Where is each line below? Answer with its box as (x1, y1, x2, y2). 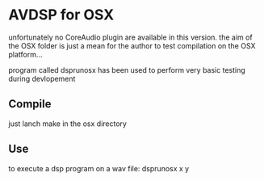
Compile (8, 97, 52, 111)
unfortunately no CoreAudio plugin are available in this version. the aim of (8, 32, 253, 42)
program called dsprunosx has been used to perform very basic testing (8, 65, 246, 74)
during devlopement (8, 74, 76, 83)
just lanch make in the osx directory (8, 119, 128, 128)
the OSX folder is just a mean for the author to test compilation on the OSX (8, 40, 256, 50)
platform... (8, 49, 43, 59)
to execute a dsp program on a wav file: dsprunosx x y (8, 163, 190, 173)
